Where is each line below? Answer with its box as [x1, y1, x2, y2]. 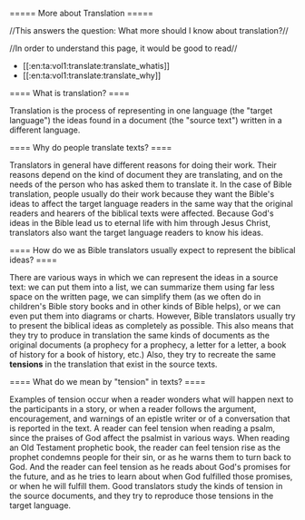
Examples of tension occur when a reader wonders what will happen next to [9, 394, 294, 405]
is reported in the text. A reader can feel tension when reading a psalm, [9, 423, 275, 434]
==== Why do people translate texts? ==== [9, 142, 172, 152]
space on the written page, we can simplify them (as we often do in [9, 291, 261, 302]
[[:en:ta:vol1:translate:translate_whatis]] [22, 61, 171, 71]
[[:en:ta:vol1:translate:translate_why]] [22, 70, 162, 81]
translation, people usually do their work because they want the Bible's [9, 189, 275, 199]
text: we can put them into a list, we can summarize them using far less [9, 281, 275, 292]
